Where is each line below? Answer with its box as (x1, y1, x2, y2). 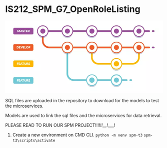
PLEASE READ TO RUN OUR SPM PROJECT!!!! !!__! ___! (5, 122, 115, 128)
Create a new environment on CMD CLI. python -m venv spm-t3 (12, 132, 143, 138)
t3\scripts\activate (12, 138, 55, 143)
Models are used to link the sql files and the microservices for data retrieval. (5, 112, 162, 118)
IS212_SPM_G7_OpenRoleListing (5, 3, 141, 15)
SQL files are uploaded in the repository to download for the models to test (5, 97, 159, 103)
